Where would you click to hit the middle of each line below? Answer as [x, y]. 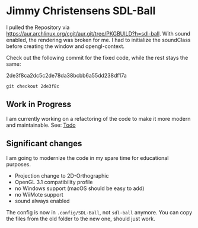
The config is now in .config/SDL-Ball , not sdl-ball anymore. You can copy [99, 212]
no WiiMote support [39, 194]
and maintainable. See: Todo [41, 125]
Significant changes [44, 144]
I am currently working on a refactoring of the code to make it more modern [98, 118]
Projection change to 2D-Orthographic [62, 175]
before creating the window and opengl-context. [66, 46]
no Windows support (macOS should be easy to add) [79, 188]
